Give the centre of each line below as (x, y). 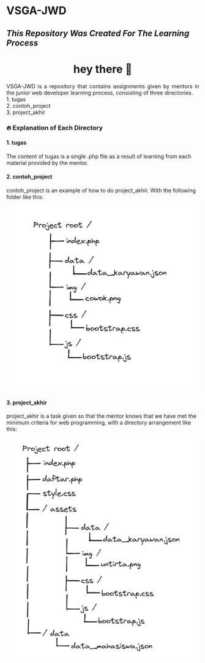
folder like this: (25, 197)
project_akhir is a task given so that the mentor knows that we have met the (102, 416)
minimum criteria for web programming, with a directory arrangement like (99, 423)
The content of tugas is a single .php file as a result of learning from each (99, 156)
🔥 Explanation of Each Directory (54, 128)
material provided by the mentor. (47, 162)
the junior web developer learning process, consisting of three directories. (100, 93)
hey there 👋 (103, 69)
